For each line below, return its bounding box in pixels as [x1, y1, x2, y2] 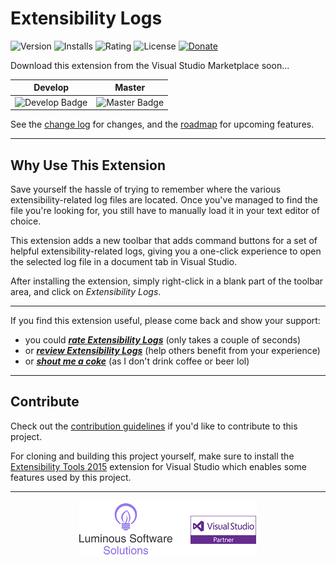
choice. [10, 215, 42, 227]
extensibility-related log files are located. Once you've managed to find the [10, 194, 318, 206]
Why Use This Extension [10, 157, 166, 174]
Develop [33, 82, 70, 94]
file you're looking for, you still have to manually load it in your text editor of [10, 205, 320, 216]
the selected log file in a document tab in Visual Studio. [10, 256, 238, 267]
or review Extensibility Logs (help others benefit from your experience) [24, 345, 321, 356]
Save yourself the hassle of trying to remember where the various [10, 183, 282, 195]
